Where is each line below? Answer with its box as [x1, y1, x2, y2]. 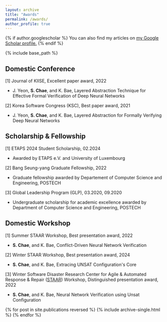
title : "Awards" [5, 12, 39, 17]
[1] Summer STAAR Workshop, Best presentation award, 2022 [5, 232, 133, 238]
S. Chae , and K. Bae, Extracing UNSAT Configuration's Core [12, 261, 137, 267]
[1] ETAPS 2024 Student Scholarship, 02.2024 [5, 145, 101, 151]
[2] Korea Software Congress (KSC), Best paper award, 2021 [5, 103, 130, 109]
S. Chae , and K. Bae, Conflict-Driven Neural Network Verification [12, 242, 147, 248]
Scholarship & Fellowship [5, 132, 86, 141]
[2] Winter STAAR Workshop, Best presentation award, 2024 [5, 251, 130, 258]
